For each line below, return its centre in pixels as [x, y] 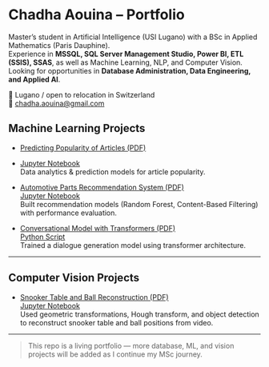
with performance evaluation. [68, 213]
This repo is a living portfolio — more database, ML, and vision [131, 345]
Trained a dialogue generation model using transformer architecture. [133, 245]
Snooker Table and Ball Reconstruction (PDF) [94, 297]
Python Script [42, 237]
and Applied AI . [34, 79]
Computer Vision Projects [74, 278]
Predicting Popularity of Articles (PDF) [83, 148]
